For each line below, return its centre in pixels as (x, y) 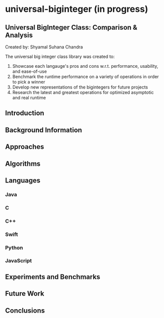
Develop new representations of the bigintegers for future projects (80, 87)
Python (14, 247)
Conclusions (25, 310)
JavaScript (19, 261)
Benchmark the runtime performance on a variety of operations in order (85, 77)
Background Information (44, 130)
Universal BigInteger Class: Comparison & (71, 27)
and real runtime (29, 98)
